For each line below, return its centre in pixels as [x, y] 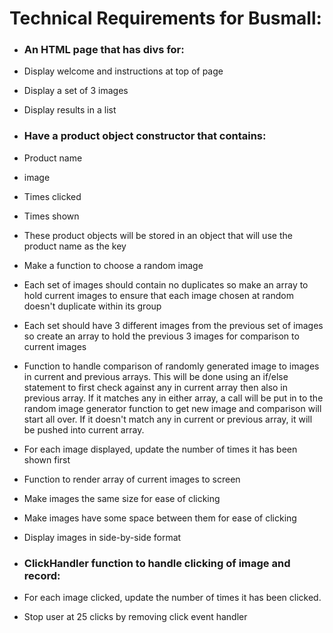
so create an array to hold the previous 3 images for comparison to [161, 336]
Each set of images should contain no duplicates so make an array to [166, 284]
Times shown [51, 216]
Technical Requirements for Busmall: [165, 18]
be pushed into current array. [84, 429]
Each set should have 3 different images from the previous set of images [173, 325]
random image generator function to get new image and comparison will [172, 408]
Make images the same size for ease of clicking [122, 498]
